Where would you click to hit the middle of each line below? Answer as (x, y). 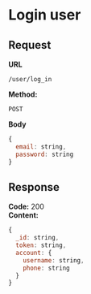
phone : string (46, 268)
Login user (45, 15)
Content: (23, 215)
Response (34, 187)
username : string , (54, 260)
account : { (34, 253)
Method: (23, 94)
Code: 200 (26, 207)
